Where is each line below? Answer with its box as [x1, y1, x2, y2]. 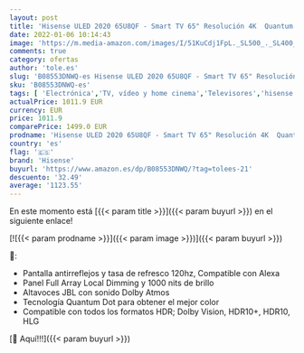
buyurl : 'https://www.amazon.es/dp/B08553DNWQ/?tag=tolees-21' [9, 164, 253, 173]
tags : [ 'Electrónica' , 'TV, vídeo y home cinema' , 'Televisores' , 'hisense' [9, 88, 298, 98]
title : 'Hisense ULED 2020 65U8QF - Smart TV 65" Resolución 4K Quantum [9, 22, 294, 31]
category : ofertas [9, 55, 79, 64]
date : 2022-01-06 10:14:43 [9, 30, 111, 39]
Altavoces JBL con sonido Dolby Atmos [22, 287, 170, 298]
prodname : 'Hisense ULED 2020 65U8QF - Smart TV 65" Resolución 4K [9, 131, 270, 140]
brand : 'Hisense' [9, 155, 75, 165]
